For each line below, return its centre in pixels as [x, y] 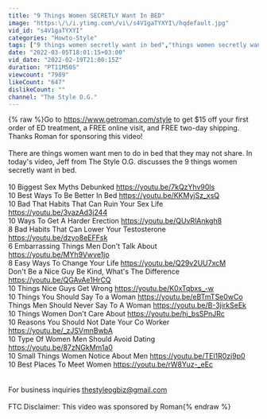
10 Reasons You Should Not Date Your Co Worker [89, 322]
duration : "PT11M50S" [44, 68]
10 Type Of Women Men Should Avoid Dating [82, 339]
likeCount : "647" [37, 82]
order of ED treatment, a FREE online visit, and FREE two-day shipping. [124, 128]
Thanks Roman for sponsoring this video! [75, 137]
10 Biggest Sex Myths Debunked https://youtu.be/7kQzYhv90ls [112, 187]
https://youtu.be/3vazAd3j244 [58, 212]
